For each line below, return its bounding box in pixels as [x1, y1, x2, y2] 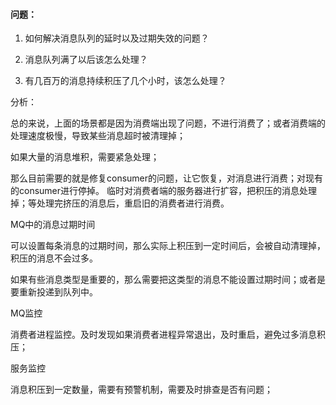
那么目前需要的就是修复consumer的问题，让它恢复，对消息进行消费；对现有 [10, 172, 324, 184]
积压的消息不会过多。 [10, 252, 98, 264]
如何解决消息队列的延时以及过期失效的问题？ [24, 32, 210, 44]
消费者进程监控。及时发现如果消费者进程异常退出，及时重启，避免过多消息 [10, 329, 317, 341]
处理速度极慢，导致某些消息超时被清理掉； [10, 130, 186, 142]
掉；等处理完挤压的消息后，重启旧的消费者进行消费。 [10, 197, 230, 209]
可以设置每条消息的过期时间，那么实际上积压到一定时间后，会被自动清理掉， [10, 240, 326, 252]
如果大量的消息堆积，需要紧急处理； [10, 151, 160, 163]
